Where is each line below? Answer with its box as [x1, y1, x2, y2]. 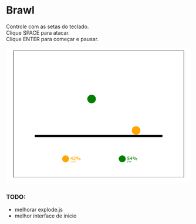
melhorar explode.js [14, 206, 63, 213]
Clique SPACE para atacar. [6, 29, 70, 36]
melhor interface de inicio [14, 212, 77, 219]
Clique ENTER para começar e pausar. [6, 35, 99, 42]
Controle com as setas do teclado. [6, 23, 89, 30]
